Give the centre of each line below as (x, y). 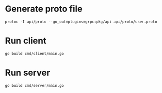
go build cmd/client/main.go (34, 53)
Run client (26, 41)
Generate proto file (44, 9)
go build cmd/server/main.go (34, 85)
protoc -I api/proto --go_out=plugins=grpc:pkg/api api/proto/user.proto (81, 22)
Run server (28, 73)
